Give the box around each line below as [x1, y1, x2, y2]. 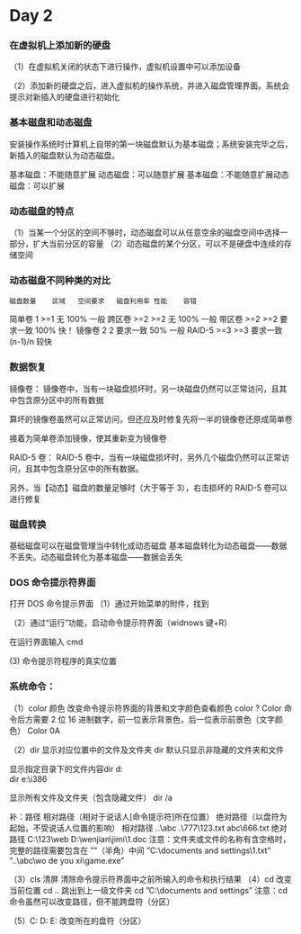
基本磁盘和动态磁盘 [9, 116, 93, 129]
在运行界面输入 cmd [9, 636, 84, 648]
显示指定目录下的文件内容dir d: [9, 763, 123, 774]
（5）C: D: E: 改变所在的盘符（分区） [9, 915, 146, 926]
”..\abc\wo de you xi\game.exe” [9, 855, 125, 866]
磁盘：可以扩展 [9, 180, 65, 191]
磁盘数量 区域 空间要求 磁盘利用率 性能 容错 [9, 297, 198, 306]
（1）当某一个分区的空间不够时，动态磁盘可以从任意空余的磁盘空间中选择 [9, 227, 280, 238]
